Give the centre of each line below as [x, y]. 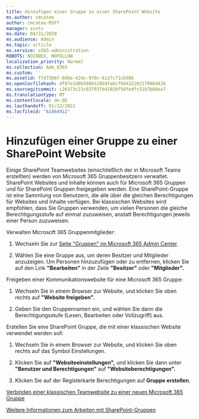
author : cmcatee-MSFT [33, 23]
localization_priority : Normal [45, 61]
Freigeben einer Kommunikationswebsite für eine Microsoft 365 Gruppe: [94, 280]
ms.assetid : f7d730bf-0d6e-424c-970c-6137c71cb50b [70, 78]
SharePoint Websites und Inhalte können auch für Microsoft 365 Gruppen [96, 183]
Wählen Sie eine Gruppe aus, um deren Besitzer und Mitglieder [92, 255]
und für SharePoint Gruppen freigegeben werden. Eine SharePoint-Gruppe [97, 189]
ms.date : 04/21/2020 [32, 34]
